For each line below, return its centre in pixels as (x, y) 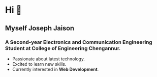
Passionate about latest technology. (48, 59)
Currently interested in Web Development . (55, 69)
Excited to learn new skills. (39, 64)
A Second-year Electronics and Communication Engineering (79, 42)
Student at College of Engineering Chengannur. (63, 48)
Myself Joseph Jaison (40, 28)
